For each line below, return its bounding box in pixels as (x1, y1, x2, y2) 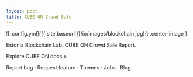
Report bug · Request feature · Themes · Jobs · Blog (6, 64, 132, 71)
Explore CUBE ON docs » (6, 52, 67, 60)
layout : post (6, 8, 38, 15)
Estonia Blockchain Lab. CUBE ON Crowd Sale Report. (6, 41, 136, 48)
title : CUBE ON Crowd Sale (6, 14, 72, 20)
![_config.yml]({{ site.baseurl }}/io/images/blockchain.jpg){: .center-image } (6, 30, 188, 37)
